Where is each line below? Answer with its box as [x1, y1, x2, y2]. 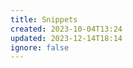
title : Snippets [10, 14, 78, 25]
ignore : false [10, 42, 70, 53]
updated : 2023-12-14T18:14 [10, 33, 123, 43]
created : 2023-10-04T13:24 [10, 24, 123, 34]
